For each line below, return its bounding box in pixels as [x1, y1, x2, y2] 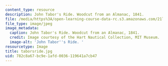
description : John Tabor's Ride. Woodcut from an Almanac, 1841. [5, 12, 144, 17]
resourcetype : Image [5, 44, 48, 49]
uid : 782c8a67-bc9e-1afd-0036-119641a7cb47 [5, 53, 97, 59]
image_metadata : [5, 26, 39, 31]
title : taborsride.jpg [5, 49, 52, 54]
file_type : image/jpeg [5, 21, 52, 26]
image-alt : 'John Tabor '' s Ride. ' [9, 40, 84, 45]
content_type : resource [5, 7, 55, 12]
